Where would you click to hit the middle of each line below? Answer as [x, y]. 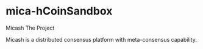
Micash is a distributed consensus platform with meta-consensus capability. [101, 39]
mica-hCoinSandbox [59, 11]
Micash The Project [30, 28]
